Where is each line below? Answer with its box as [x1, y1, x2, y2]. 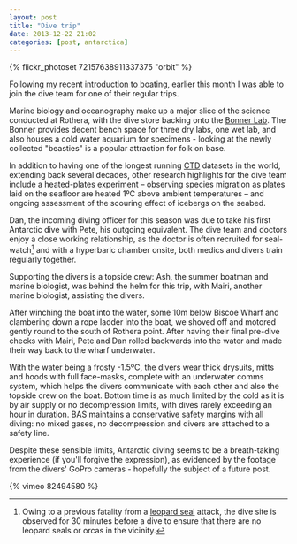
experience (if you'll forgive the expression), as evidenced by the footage [9, 454, 277, 464]
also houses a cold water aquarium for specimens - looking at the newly [9, 134, 272, 144]
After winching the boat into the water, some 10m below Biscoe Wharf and [9, 307, 280, 318]
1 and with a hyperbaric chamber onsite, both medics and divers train [31, 243, 283, 255]
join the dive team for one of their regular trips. [9, 88, 179, 99]
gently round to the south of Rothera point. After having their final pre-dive [9, 326, 280, 336]
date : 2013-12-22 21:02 [9, 29, 97, 38]
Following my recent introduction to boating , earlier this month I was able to [9, 79, 285, 89]
